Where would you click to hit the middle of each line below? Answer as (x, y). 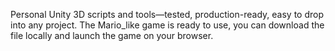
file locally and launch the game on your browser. (112, 35)
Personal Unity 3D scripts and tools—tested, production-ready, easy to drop (167, 14)
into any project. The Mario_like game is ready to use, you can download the (167, 25)
